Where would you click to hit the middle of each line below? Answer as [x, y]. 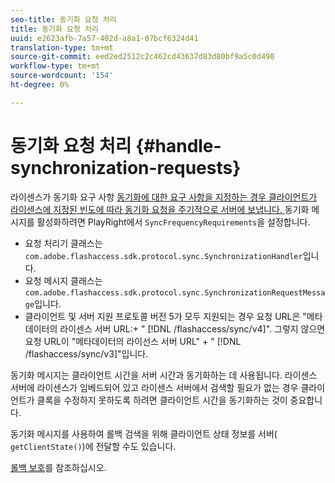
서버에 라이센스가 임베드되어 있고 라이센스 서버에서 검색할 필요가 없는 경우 [154, 387]
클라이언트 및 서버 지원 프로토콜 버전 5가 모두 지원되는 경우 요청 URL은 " [165, 316]
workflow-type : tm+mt [55, 66]
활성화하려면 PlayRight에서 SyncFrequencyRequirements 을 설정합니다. [173, 222]
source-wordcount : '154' [62, 76]
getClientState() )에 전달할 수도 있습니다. [93, 446]
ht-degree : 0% [40, 85]
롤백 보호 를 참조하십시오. [58, 467]
